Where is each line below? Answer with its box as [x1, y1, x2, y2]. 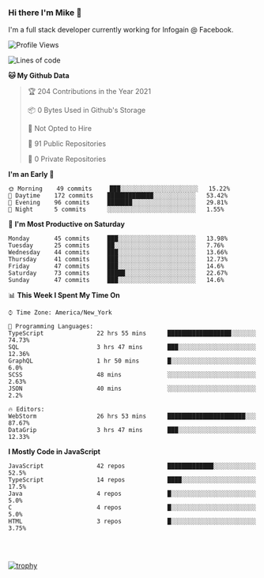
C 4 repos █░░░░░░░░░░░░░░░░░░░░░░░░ [8, 504, 257, 512]
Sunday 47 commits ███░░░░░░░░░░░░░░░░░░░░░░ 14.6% [8, 276, 224, 284]
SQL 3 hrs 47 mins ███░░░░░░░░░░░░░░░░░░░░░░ [8, 343, 257, 351]
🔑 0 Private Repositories [27, 154, 107, 164]
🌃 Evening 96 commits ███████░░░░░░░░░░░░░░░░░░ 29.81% [8, 199, 228, 207]
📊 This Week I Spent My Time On [8, 291, 120, 300]
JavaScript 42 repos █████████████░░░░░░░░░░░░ [8, 462, 257, 471]
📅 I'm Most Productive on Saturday [8, 220, 125, 229]
